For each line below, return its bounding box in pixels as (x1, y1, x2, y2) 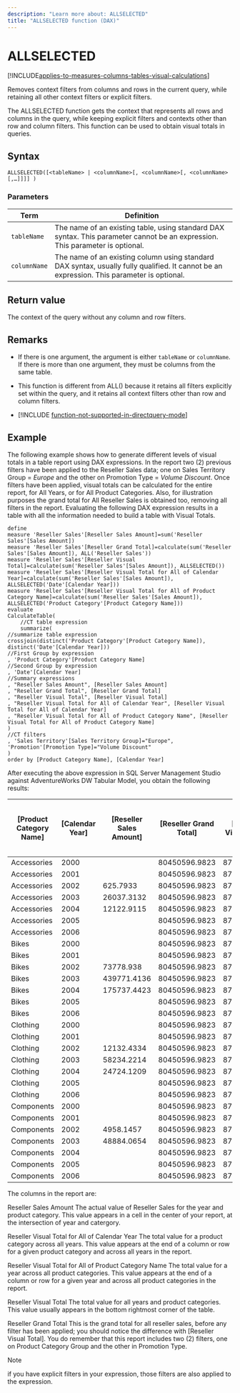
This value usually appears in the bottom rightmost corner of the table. (7, 1305, 216, 1314)
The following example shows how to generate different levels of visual (7, 450, 216, 459)
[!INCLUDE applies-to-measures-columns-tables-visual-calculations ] (7, 71, 210, 80)
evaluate (7, 606, 34, 613)
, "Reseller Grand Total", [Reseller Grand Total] (7, 687, 161, 694)
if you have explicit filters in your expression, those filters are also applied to (7, 1369, 231, 1378)
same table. (17, 368, 53, 376)
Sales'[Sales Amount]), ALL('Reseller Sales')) (7, 549, 152, 557)
